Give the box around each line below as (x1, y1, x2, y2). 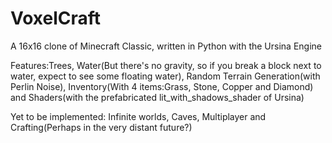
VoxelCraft (10, 7, 102, 30)
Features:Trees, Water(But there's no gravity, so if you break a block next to (10, 59, 322, 71)
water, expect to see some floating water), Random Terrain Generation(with (10, 70, 321, 82)
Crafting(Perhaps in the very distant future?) (10, 121, 193, 133)
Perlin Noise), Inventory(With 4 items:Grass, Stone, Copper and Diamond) (10, 80, 314, 92)
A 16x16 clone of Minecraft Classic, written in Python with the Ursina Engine (10, 40, 322, 52)
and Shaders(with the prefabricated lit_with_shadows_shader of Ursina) (10, 91, 305, 103)
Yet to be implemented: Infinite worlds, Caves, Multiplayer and (10, 110, 267, 122)
